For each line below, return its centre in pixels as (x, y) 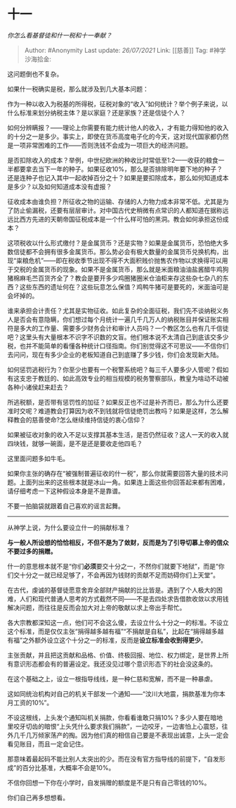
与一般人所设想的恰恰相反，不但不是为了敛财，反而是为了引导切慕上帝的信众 (118, 542)
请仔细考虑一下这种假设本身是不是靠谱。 (66, 491)
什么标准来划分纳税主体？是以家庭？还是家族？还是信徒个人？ (97, 113)
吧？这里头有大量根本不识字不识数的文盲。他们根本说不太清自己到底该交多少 (118, 337)
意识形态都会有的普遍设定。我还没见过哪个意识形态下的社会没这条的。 (114, 664)
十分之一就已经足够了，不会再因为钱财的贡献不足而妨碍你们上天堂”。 (119, 575)
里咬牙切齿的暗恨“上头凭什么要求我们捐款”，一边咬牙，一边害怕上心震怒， (115, 726)
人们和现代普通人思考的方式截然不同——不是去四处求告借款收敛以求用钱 (124, 598)
